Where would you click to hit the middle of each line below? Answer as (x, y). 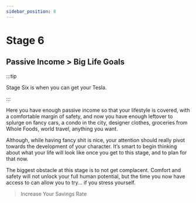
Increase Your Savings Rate (54, 194)
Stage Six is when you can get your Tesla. (56, 87)
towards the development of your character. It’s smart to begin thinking (92, 146)
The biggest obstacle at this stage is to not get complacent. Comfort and (94, 170)
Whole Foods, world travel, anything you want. (62, 129)
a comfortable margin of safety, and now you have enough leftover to (90, 116)
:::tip (11, 76)
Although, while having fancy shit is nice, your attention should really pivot (96, 140)
